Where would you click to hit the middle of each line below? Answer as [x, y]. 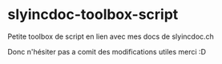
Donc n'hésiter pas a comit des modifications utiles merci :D [107, 51]
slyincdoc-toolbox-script [93, 15]
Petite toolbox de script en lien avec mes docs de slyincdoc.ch [111, 36]
